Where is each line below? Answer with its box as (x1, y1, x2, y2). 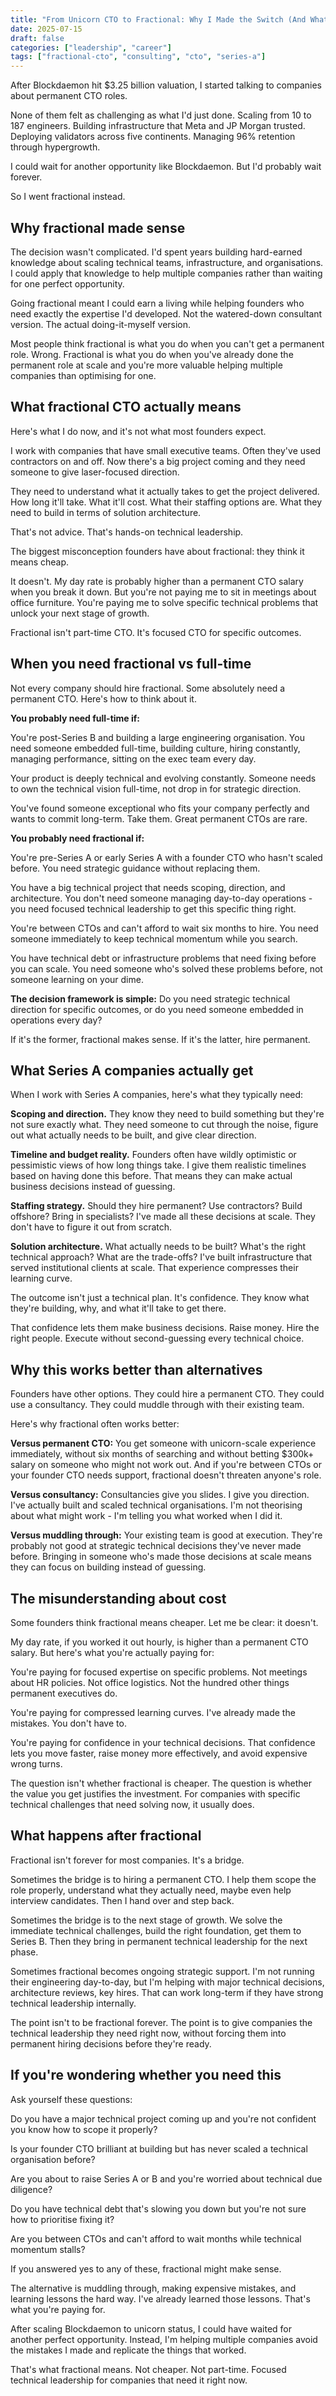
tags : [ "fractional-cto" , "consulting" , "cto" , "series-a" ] (10, 52, 267, 62)
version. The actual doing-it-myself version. (10, 318, 192, 330)
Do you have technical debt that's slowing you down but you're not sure (10, 2202, 307, 2215)
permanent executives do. (10, 1687, 118, 1699)
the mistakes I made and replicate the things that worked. (10, 2344, 247, 2356)
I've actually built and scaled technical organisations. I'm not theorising (10, 1499, 303, 1511)
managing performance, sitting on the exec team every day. (10, 752, 257, 765)
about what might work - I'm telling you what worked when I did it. (10, 1510, 283, 1522)
